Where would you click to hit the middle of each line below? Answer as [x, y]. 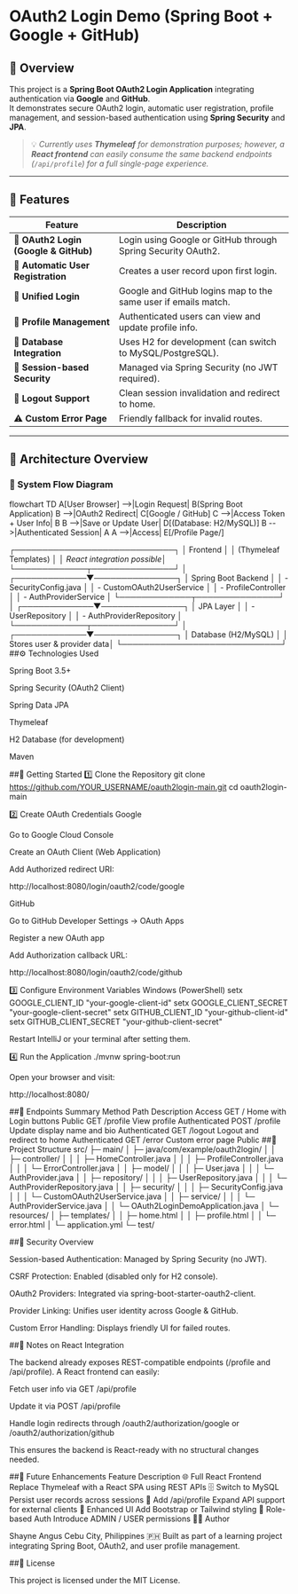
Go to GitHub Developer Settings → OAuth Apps [97, 920]
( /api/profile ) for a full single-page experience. [120, 163]
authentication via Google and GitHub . [80, 99]
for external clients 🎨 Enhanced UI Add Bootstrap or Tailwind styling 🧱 [137, 1509]
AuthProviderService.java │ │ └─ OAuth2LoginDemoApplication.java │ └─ [144, 1205]
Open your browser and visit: [62, 1077]
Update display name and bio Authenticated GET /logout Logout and [134, 1130]
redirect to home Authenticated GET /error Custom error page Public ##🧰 [143, 1140]
